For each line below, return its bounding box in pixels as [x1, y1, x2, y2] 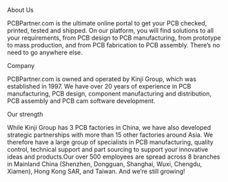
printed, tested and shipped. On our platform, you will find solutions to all [7, 27, 214, 34]
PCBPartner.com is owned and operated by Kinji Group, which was [7, 75, 196, 83]
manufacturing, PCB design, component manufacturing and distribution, [7, 89, 212, 98]
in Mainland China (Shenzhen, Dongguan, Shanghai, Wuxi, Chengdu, [7, 160, 203, 168]
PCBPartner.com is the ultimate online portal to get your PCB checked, [7, 19, 207, 27]
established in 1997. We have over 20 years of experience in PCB [7, 82, 191, 90]
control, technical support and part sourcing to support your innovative [7, 146, 209, 153]
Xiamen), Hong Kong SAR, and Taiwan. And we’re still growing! [7, 168, 185, 175]
